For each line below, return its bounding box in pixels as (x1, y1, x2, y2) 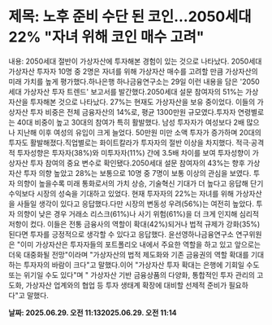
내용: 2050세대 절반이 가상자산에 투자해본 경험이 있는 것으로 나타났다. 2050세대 (8, 56, 262, 66)
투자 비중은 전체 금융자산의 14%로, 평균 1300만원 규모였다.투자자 (29, 107, 236, 116)
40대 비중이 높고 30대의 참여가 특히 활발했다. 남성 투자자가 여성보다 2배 (16, 117, 245, 127)
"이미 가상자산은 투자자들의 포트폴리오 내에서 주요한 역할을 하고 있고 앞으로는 (16, 239, 261, 249)
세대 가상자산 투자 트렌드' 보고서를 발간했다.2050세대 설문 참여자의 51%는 (8, 86, 244, 96)
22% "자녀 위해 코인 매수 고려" (8, 28, 205, 46)
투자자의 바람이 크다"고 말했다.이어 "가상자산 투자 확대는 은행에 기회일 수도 (23, 260, 260, 270)
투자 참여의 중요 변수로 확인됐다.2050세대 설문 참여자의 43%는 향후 (29, 158, 246, 168)
